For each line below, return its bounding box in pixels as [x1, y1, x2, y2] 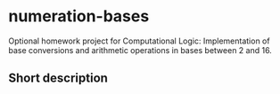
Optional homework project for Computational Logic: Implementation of [8, 35, 270, 46]
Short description [8, 71, 109, 86]
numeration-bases [8, 6, 150, 27]
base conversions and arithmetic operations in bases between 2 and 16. [8, 44, 273, 55]
